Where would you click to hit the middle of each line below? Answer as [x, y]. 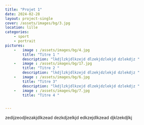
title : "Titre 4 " [41, 95]
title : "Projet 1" [24, 9]
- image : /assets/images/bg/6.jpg [52, 77]
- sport [21, 37]
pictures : [15, 46]
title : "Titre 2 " [41, 68]
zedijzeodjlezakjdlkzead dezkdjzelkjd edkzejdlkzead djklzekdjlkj [69, 118]
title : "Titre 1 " [41, 55]
